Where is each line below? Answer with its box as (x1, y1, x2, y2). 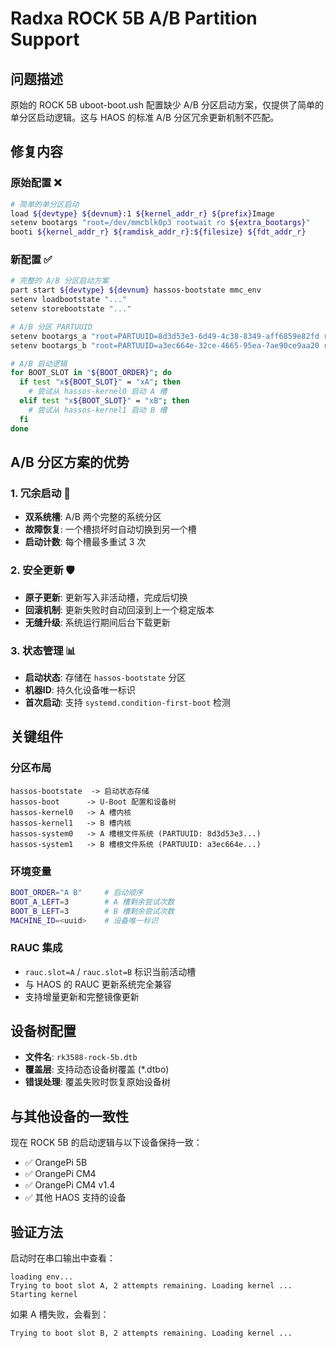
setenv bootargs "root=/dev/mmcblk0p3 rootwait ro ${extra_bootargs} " (10, 218, 311, 228)
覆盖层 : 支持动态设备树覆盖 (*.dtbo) (24, 1063, 170, 1076)
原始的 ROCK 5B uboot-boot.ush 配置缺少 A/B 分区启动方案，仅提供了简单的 (10, 99, 324, 111)
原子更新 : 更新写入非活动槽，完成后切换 (24, 591, 188, 603)
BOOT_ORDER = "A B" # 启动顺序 (10, 887, 144, 897)
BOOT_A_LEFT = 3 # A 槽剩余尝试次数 (10, 897, 175, 907)
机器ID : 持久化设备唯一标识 (24, 683, 136, 696)
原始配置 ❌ (10, 176, 62, 190)
